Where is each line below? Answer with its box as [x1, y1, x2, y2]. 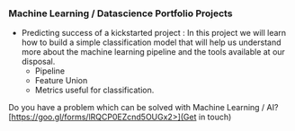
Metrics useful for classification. [34, 84, 155, 96]
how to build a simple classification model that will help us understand [21, 37, 282, 48]
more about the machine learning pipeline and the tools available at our [21, 47, 285, 57]
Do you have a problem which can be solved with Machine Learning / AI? [8, 102, 279, 113]
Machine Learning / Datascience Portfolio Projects [8, 7, 233, 20]
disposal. [21, 57, 56, 67]
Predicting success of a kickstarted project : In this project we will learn [21, 28, 287, 39]
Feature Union [34, 75, 88, 86]
